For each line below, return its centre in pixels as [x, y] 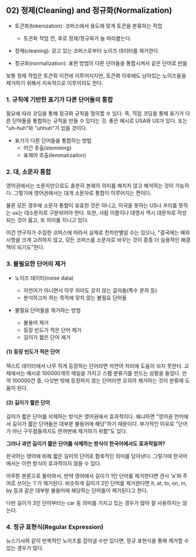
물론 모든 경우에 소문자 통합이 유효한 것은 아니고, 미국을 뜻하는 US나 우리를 [92, 206]
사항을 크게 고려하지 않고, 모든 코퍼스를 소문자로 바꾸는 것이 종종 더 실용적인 [93, 240]
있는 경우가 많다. [25, 548]
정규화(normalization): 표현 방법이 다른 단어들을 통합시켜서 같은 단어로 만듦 [101, 63]
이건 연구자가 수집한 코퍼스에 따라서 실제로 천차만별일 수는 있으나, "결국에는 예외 [98, 233]
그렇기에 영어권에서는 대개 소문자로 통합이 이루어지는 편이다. [83, 193]
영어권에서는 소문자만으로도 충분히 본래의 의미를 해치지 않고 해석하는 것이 [90, 186]
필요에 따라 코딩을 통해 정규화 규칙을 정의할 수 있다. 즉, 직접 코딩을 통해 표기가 [95, 114]
